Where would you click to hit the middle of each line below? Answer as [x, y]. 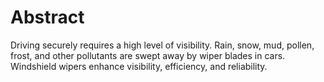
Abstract [47, 17]
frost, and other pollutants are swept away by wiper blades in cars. [148, 55]
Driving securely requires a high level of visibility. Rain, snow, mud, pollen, [162, 45]
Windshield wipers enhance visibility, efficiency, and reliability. [139, 66]
